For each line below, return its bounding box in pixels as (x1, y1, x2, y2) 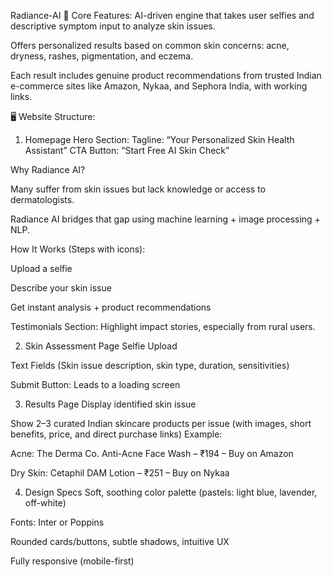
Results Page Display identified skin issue (24, 398, 197, 410)
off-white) (24, 497, 67, 509)
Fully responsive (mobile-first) (10, 555, 135, 567)
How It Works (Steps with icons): (10, 243, 146, 255)
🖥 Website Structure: (10, 111, 96, 122)
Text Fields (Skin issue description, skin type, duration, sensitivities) (10, 360, 290, 371)
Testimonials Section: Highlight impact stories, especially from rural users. (10, 321, 316, 332)
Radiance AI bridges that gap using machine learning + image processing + (10, 213, 321, 225)
